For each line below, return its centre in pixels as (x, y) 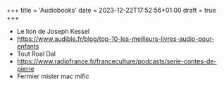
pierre (25, 69)
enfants (28, 46)
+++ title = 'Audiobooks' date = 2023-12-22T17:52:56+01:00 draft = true (111, 10)
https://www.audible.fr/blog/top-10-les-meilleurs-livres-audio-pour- (116, 39)
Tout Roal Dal (36, 54)
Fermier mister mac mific (53, 76)
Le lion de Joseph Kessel (53, 31)
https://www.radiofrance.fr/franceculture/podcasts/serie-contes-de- (117, 61)
